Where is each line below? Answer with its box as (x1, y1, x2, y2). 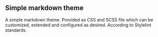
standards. (5, 27, 27, 33)
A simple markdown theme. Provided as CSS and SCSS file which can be (5, 17, 154, 22)
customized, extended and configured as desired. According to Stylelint (5, 22, 152, 28)
